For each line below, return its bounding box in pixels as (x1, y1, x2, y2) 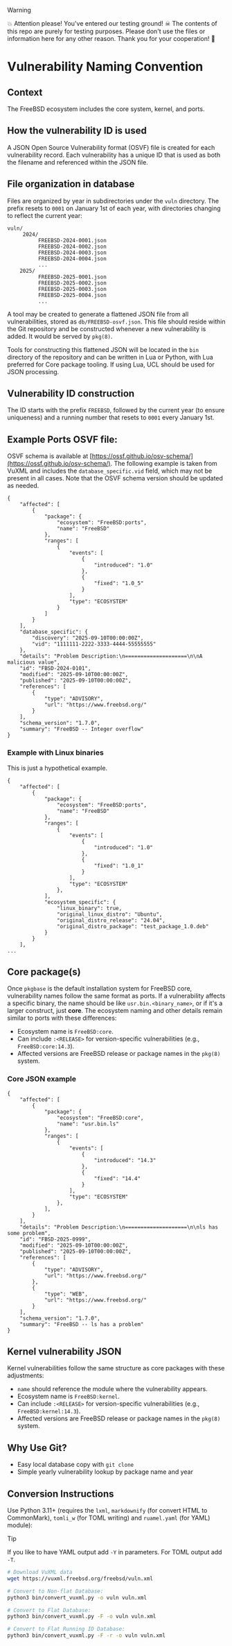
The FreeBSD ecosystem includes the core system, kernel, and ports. (7, 105, 205, 113)
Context (7, 86, 43, 98)
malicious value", (7, 659, 60, 666)
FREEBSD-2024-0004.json (37, 255, 107, 262)
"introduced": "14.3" (93, 1157, 157, 1164)
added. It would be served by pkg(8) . (7, 332, 113, 340)
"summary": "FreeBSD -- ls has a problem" (19, 1320, 144, 1328)
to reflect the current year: (7, 211, 82, 219)
